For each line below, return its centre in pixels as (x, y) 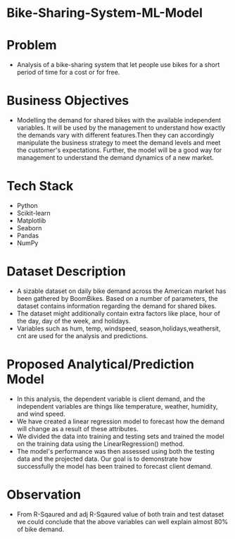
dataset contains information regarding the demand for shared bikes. (116, 306)
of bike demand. (40, 529)
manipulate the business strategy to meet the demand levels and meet (119, 143)
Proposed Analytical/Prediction (101, 365)
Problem (32, 45)
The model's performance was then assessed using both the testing (116, 451)
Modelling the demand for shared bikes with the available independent (119, 120)
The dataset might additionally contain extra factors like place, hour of (119, 313)
